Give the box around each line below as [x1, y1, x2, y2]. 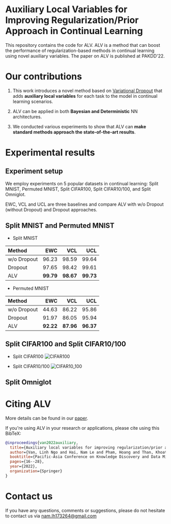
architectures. [12, 114, 42, 120]
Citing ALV [5, 398, 51, 410]
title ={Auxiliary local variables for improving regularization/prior [10, 445, 163, 450]
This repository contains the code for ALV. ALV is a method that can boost [5, 42, 160, 48]
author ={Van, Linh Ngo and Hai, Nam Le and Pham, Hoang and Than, [10, 450, 154, 455]
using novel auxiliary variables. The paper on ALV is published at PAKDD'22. [5, 52, 165, 59]
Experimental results [5, 147, 95, 158]
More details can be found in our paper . [5, 415, 88, 421]
